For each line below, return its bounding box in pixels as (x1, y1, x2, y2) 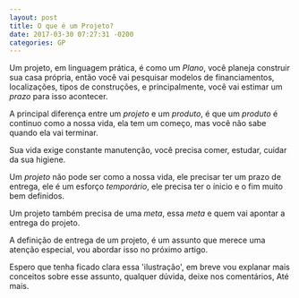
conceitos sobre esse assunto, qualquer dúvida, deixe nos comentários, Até (9, 271, 289, 282)
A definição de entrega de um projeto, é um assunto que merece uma (9, 234, 266, 246)
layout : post (9, 13, 58, 22)
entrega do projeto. (9, 217, 81, 228)
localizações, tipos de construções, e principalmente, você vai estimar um (9, 81, 283, 92)
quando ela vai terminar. (9, 127, 98, 139)
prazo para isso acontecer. (9, 91, 108, 102)
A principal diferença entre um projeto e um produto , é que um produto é (9, 108, 278, 119)
